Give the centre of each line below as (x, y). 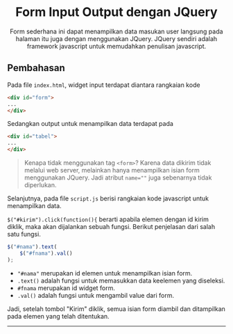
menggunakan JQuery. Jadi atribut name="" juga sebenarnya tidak (118, 177)
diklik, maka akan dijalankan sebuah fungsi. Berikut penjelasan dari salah (111, 226)
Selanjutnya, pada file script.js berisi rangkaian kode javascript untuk (108, 198)
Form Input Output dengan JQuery (116, 12)
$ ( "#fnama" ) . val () (46, 253)
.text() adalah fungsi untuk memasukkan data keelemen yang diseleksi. (121, 280)
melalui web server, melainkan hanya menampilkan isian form (112, 170)
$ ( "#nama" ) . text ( (32, 247)
